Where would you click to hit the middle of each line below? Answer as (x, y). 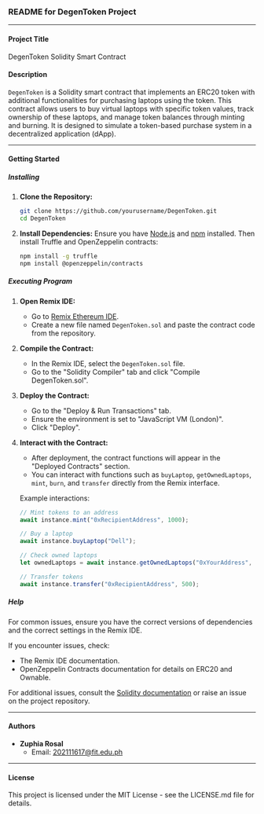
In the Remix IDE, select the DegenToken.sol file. (108, 363)
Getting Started (34, 159)
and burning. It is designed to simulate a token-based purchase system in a (130, 125)
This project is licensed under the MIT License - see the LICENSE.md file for (131, 795)
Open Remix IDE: (48, 301)
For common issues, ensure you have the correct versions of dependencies (130, 621)
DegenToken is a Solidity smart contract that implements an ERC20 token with (132, 92)
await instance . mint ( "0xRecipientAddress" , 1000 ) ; (104, 520)
